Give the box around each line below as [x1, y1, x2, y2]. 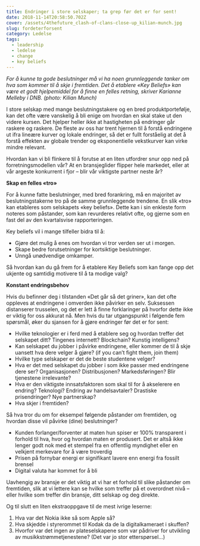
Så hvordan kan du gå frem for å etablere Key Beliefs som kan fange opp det [6, 263, 194, 271]
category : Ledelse [6, 31, 52, 37]
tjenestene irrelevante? [14, 374, 71, 381]
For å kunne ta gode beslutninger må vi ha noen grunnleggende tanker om [6, 75, 189, 82]
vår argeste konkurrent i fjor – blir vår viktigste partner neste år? [6, 167, 163, 175]
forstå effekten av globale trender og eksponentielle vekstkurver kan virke [6, 137, 188, 144]
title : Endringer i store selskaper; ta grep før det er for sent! [6, 8, 177, 15]
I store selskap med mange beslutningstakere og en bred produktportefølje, [6, 106, 192, 113]
